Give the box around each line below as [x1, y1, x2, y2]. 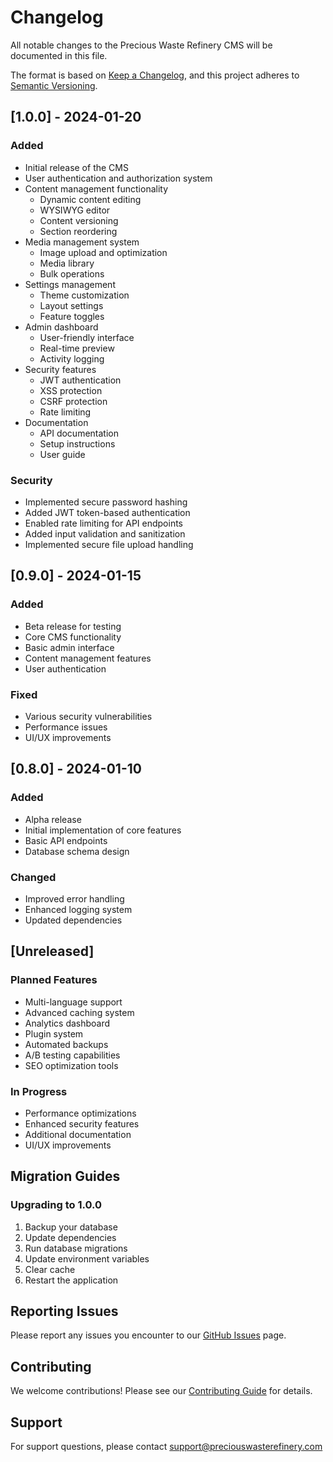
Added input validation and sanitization [24, 527, 186, 540]
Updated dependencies [24, 914, 123, 926]
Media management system [24, 236, 140, 248]
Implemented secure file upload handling [24, 538, 194, 550]
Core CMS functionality [24, 631, 122, 643]
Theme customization [39, 289, 130, 301]
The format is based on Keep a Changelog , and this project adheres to [10, 69, 300, 81]
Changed [10, 870, 57, 884]
